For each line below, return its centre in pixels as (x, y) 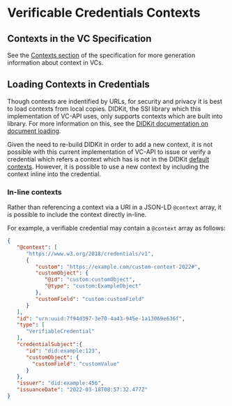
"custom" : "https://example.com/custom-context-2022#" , (118, 267)
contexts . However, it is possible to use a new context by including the (108, 166)
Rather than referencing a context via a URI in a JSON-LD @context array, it (114, 208)
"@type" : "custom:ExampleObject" (93, 286)
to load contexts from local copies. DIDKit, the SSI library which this (104, 109)
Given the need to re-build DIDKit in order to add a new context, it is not (110, 144)
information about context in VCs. (55, 63)
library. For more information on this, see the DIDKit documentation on (108, 123)
